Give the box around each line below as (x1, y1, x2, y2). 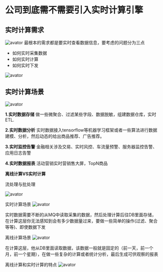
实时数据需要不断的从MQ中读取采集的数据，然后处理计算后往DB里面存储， (5, 211, 157, 217)
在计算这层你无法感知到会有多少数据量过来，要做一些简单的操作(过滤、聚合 (5, 218, 158, 224)
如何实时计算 (12, 56, 38, 62)
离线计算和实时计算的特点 (5, 262, 57, 268)
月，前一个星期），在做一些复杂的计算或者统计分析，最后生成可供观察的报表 (5, 251, 159, 257)
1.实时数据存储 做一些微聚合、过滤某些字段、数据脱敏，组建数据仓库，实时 (5, 111, 157, 117)
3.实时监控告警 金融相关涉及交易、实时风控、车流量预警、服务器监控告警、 (5, 143, 158, 149)
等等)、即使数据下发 (5, 224, 46, 230)
